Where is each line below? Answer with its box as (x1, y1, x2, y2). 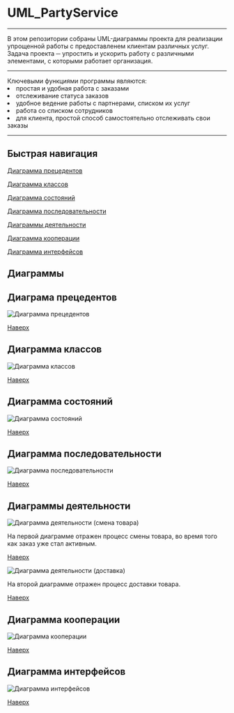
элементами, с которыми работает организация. (7, 56, 153, 65)
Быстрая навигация (7, 148, 98, 160)
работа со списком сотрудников (16, 106, 114, 114)
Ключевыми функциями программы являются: (7, 77, 148, 85)
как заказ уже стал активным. (7, 539, 97, 548)
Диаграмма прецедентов (7, 166, 83, 175)
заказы (7, 121, 29, 130)
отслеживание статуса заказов (16, 91, 109, 100)
